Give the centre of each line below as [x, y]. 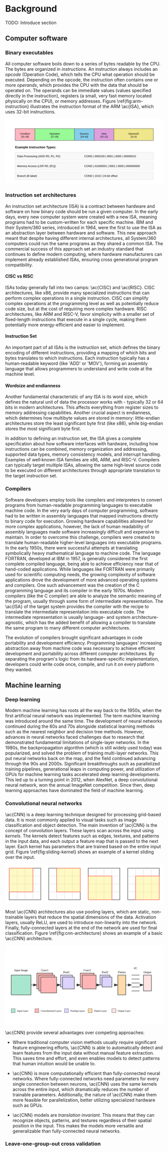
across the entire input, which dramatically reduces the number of [80, 1089]
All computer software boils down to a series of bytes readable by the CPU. [83, 64]
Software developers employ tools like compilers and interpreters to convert [84, 499]
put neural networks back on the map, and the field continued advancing [80, 758]
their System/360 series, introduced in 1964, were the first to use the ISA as [83, 227]
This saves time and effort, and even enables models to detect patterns [86, 1058]
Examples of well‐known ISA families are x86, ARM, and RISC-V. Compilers [82, 460]
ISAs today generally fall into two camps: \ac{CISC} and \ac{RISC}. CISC [80, 287]
